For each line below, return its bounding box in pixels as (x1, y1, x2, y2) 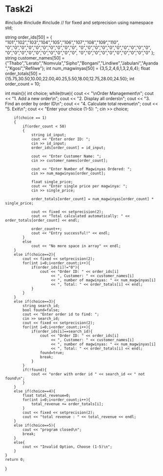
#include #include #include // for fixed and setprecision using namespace (5, 20, 154, 25)
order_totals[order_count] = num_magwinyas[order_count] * (31, 196, 154, 201)
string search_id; (22, 303, 60, 308)
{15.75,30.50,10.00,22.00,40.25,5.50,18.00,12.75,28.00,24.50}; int (5, 76, 135, 82)
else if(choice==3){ (14, 299, 56, 304)
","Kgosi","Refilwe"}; (5, 65, 45, 71)
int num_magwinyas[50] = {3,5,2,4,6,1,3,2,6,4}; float (46, 65, 150, 71)
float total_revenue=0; (22, 393, 71, 398)
